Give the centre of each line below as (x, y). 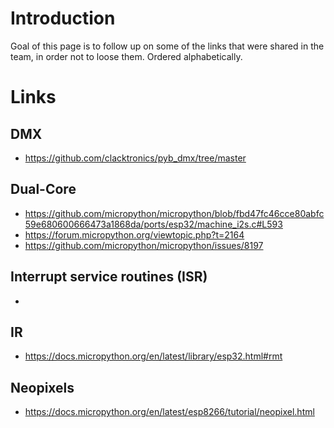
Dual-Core (43, 189)
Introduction (63, 18)
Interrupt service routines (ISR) (109, 277)
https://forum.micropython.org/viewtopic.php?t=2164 (134, 234)
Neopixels (42, 387)
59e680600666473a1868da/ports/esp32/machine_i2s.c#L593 (153, 224)
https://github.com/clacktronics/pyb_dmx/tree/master (135, 158)
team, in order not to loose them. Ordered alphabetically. (126, 56)
